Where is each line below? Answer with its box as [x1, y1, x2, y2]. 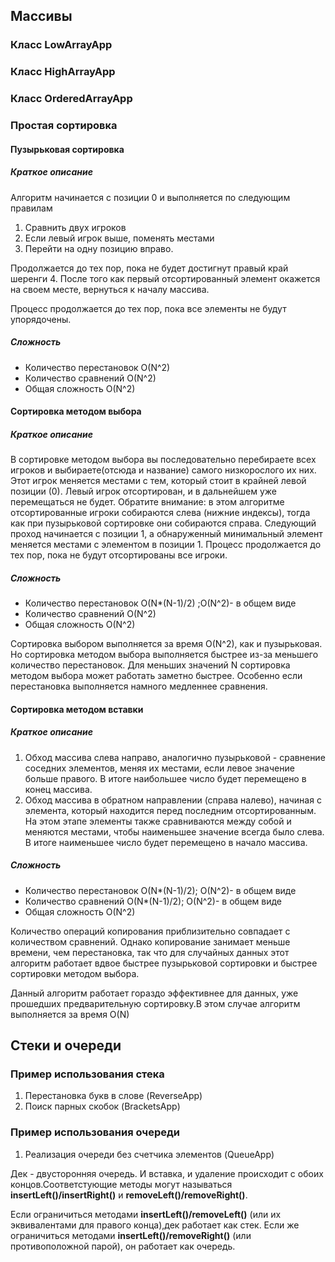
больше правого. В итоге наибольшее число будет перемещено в [24, 772, 307, 784]
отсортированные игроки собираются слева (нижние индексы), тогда [10, 507, 311, 519]
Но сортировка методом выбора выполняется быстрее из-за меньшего [10, 649, 319, 661]
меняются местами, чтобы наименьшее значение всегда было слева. [24, 825, 325, 838]
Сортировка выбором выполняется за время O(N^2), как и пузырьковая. [10, 638, 323, 650]
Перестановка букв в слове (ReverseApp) [24, 1090, 203, 1102]
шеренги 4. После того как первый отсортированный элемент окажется [10, 272, 321, 284]
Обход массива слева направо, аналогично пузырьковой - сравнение [24, 751, 326, 763]
